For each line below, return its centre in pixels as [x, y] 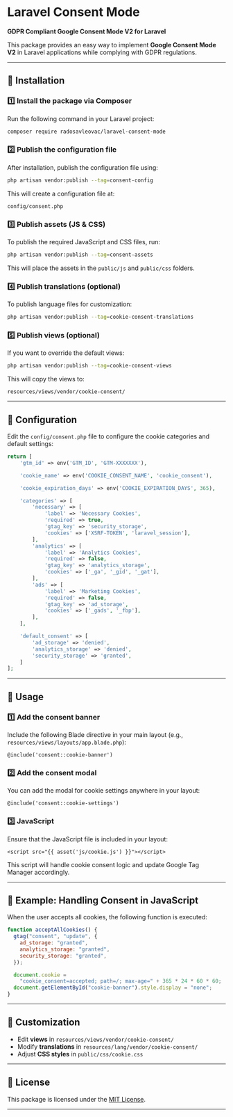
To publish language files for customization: [70, 304]
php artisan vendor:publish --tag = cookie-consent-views [89, 366]
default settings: [31, 444]
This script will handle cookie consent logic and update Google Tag [103, 864]
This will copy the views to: [46, 379]
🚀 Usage [25, 697]
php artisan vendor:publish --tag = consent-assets [80, 255]
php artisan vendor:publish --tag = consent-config [80, 180]
